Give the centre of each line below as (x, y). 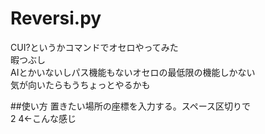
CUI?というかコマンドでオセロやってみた (94, 47)
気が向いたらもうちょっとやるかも (80, 84)
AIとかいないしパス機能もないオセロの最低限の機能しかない (133, 72)
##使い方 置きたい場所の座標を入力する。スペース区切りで (130, 106)
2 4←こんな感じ (43, 118)
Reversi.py (56, 18)
